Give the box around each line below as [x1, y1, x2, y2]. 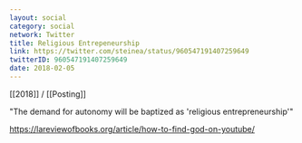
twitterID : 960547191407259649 [9, 55, 128, 64]
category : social [9, 22, 75, 31]
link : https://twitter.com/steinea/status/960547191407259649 [9, 47, 249, 56]
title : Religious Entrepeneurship [9, 38, 141, 48]
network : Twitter [9, 30, 75, 39]
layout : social [9, 13, 67, 23]
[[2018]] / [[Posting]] [9, 88, 86, 100]
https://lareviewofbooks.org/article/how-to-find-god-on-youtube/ [9, 123, 256, 134]
